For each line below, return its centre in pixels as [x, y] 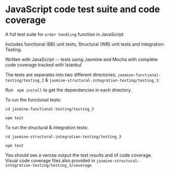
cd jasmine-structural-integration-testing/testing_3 [63, 137]
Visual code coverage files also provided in [50, 160]
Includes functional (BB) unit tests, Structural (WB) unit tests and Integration [84, 44]
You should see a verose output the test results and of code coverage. [79, 155]
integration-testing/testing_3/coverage [49, 165]
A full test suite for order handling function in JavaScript [64, 34]
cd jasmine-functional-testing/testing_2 [50, 109]
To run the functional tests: [33, 100]
